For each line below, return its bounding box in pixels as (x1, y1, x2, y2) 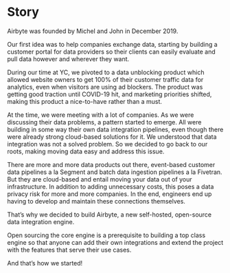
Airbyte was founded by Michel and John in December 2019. (7, 27, 179, 35)
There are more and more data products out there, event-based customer (7, 160, 216, 168)
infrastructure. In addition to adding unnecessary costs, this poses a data (7, 182, 214, 190)
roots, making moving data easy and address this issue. (7, 147, 165, 155)
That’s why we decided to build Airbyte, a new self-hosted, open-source (7, 210, 211, 219)
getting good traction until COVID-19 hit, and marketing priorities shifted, (7, 90, 212, 98)
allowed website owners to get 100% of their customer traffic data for (7, 75, 204, 83)
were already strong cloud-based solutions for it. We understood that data (7, 132, 218, 141)
